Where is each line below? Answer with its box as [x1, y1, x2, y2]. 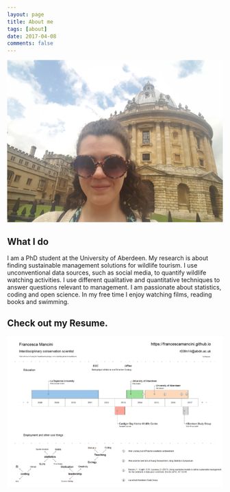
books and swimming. [7, 297, 70, 305]
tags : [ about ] [7, 25, 48, 32]
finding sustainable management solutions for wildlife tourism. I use [7, 261, 198, 269]
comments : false [7, 40, 53, 47]
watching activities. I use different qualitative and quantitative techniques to [7, 275, 220, 284]
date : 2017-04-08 [7, 33, 57, 40]
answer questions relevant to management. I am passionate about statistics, [7, 283, 222, 291]
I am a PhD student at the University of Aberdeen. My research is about [7, 254, 209, 262]
